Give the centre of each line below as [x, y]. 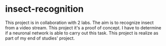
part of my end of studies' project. [40, 38]
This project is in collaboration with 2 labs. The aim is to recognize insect [80, 23]
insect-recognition [44, 9]
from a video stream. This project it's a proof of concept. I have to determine [83, 27]
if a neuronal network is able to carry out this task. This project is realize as [82, 33]
